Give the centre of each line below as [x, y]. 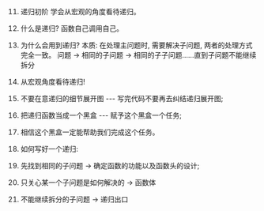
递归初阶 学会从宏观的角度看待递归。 [80, 11]
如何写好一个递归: [49, 149]
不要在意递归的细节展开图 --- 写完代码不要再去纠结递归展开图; [122, 98]
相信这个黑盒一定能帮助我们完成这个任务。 [90, 132]
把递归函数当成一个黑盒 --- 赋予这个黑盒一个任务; [101, 115]
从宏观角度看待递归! [53, 82]
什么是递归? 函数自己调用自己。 [72, 28]
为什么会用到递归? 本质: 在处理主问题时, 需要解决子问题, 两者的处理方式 [136, 45]
